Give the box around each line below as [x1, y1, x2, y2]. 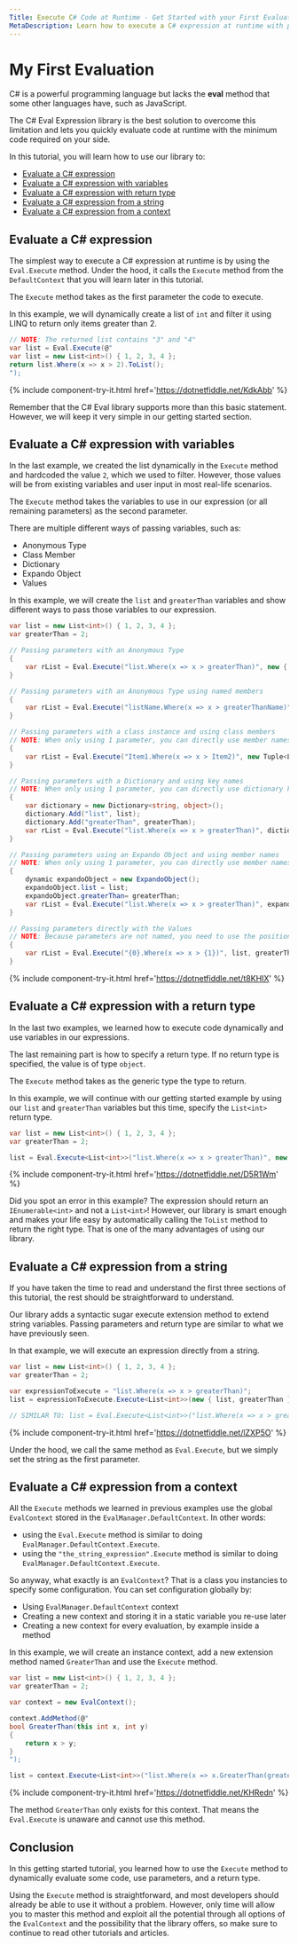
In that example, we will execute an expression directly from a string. [9, 1345, 260, 1356]
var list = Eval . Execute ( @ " [9, 343, 114, 353]
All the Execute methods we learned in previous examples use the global [9, 1503, 273, 1514]
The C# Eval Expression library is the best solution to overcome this [9, 115, 256, 126]
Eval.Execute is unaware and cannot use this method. [9, 1814, 206, 1824]
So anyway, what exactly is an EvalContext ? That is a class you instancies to [9, 1575, 288, 1586]
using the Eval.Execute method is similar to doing [21, 1530, 203, 1540]
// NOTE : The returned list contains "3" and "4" [9, 335, 197, 344]
